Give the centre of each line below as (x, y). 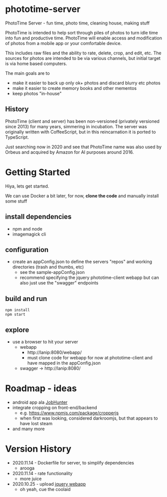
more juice (31, 479)
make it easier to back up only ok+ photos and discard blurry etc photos (86, 83)
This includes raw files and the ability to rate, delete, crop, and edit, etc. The (83, 53)
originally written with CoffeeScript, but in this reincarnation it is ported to (81, 132)
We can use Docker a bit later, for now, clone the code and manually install (82, 196)
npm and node (27, 229)
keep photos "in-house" (37, 93)
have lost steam (36, 423)
